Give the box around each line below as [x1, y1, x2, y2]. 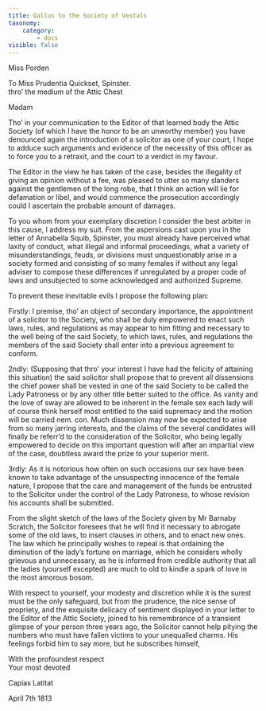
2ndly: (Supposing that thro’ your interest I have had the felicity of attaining [8, 364, 253, 374]
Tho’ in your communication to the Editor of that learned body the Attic [8, 118, 240, 127]
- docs [37, 33, 59, 42]
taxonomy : [8, 19, 41, 27]
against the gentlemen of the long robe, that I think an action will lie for [8, 184, 240, 193]
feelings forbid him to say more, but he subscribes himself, [8, 639, 201, 649]
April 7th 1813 [8, 693, 52, 703]
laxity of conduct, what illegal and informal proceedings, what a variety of [8, 242, 249, 252]
